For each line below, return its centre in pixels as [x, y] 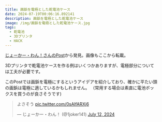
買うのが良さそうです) [40, 94]
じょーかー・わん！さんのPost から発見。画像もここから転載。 [67, 55]
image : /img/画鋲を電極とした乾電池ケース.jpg [48, 23]
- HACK [16, 41]
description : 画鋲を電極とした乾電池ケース [44, 18]
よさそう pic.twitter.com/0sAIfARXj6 [53, 104]
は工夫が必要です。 [24, 71]
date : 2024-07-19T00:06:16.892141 [40, 14]
